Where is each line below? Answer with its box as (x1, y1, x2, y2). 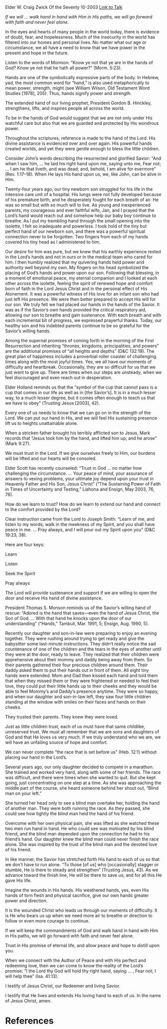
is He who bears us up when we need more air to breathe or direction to (5, 913, 153, 919)
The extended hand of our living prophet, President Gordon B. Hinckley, (5, 100, 152, 106)
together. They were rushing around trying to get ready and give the (5, 635, 145, 641)
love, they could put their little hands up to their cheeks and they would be (5, 683, 157, 689)
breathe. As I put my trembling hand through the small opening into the (5, 218, 150, 223)
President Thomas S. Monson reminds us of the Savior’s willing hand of (5, 605, 151, 611)
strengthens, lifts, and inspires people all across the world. (5, 105, 125, 111)
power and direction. (5, 898, 48, 904)
